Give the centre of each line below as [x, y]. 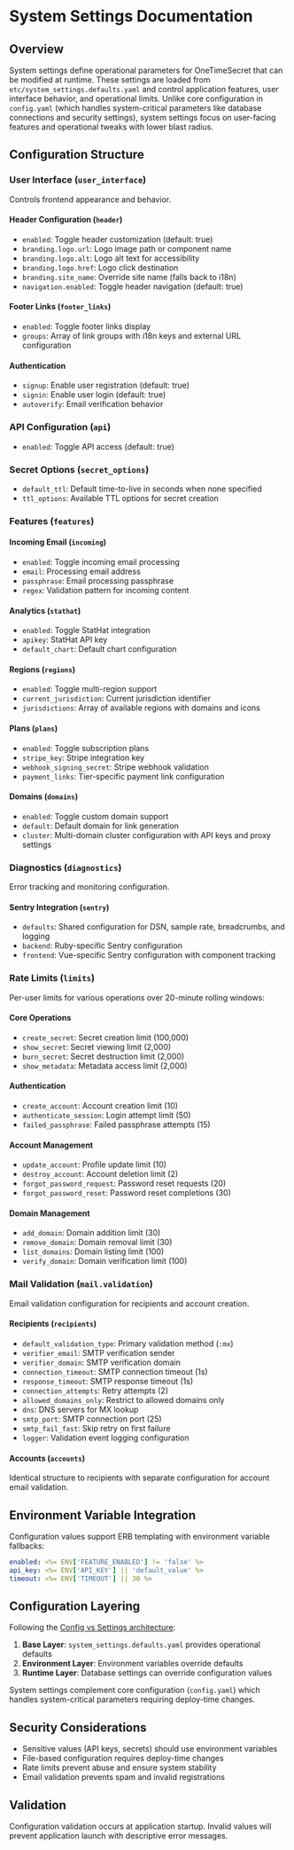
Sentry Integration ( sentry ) [59, 907]
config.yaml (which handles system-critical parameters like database [135, 108]
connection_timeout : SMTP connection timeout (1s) [115, 1371]
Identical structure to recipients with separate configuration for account [139, 1478]
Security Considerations [78, 1727]
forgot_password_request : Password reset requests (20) [124, 1184]
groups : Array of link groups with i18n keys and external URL [132, 336]
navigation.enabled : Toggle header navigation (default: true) [132, 286]
